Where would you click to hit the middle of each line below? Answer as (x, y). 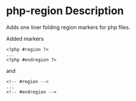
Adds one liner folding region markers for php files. (68, 27)
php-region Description (65, 11)
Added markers (25, 38)
